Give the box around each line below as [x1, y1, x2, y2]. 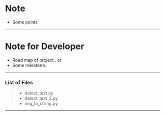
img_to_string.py [24, 101, 58, 107]
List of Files [5, 79, 33, 86]
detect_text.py [24, 90, 54, 96]
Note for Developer [5, 41, 84, 52]
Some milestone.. [12, 62, 48, 68]
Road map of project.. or [12, 57, 62, 63]
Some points [12, 19, 38, 25]
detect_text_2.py [24, 95, 58, 101]
